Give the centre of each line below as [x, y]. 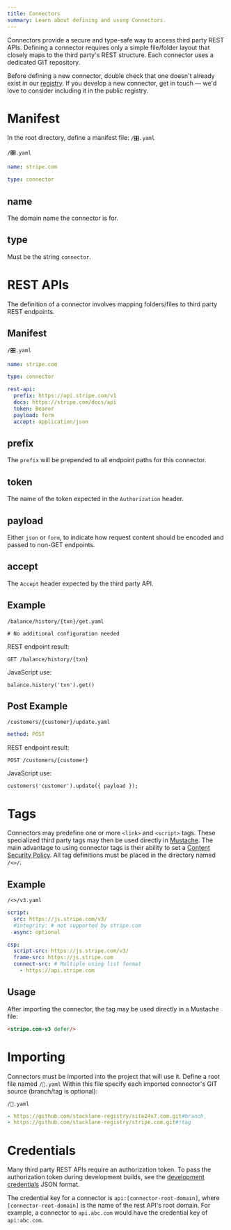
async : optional [37, 932]
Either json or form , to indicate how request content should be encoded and [115, 537]
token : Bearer [34, 409]
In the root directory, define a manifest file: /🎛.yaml [81, 138]
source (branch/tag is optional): [53, 1091]
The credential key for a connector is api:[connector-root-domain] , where [114, 1198]
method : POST [26, 734]
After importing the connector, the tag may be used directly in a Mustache [113, 1009]
